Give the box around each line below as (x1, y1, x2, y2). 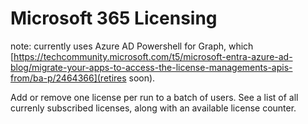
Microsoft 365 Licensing (10, 7, 218, 30)
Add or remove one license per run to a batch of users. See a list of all (10, 91, 299, 103)
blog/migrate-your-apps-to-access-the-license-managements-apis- (10, 61, 293, 73)
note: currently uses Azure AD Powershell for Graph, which (10, 40, 254, 52)
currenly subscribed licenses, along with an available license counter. (10, 102, 297, 114)
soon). (128, 72, 156, 84)
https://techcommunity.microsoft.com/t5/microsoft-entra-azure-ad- (13, 50, 293, 62)
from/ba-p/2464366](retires (10, 72, 127, 84)
